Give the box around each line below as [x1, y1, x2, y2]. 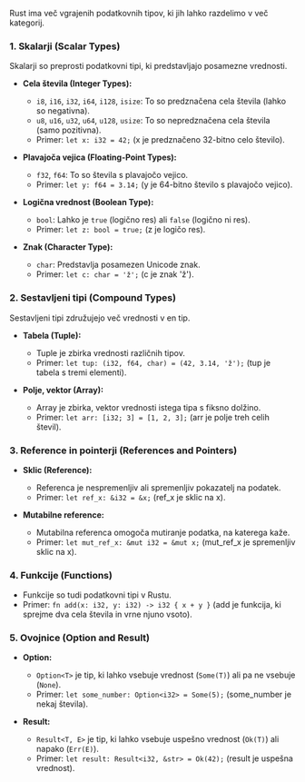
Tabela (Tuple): [22, 330, 82, 341]
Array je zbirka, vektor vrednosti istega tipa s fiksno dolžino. [35, 401, 261, 412]
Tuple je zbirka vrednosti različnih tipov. [35, 347, 186, 358]
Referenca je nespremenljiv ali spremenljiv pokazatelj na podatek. [35, 481, 281, 493]
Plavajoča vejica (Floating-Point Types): [22, 152, 177, 163]
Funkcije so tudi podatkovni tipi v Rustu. [22, 589, 172, 600]
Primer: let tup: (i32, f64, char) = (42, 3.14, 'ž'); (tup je [35, 357, 271, 368]
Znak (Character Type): [22, 242, 113, 252]
